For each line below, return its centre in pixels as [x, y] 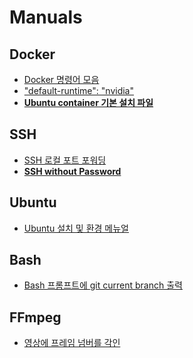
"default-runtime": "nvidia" [78, 90]
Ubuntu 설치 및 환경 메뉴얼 [76, 228]
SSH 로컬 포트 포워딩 [65, 160]
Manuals [46, 17]
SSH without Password [72, 171]
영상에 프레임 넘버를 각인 [72, 343]
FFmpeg [35, 317]
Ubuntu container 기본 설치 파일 [88, 102]
